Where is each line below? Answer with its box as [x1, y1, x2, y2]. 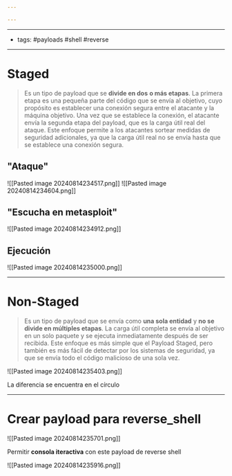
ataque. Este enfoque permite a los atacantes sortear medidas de [23, 125, 211, 134]
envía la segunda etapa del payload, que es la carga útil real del [23, 118, 206, 127]
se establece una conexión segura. [23, 140, 124, 149]
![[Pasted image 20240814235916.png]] [7, 461, 121, 469]
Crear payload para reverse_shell [7, 412, 202, 427]
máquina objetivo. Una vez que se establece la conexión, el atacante [23, 111, 220, 119]
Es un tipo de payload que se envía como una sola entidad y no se [23, 317, 215, 326]
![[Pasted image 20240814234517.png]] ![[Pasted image [7, 179, 167, 187]
